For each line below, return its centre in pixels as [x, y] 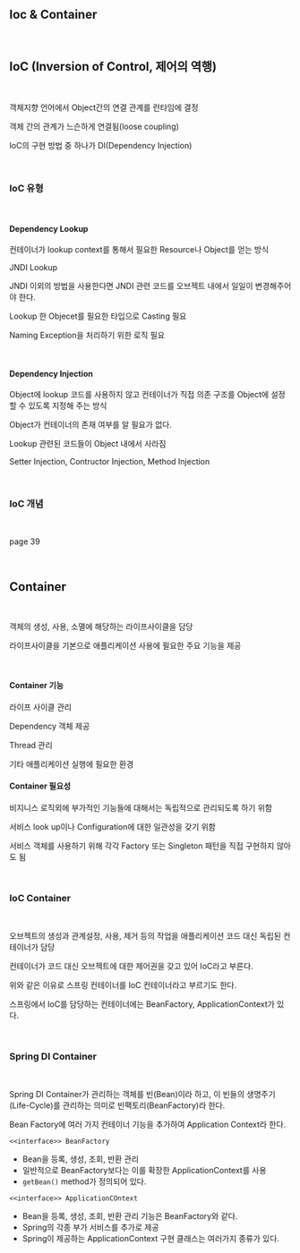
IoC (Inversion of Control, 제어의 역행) [113, 67]
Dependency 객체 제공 [50, 726]
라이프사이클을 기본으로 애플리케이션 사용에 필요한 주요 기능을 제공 [125, 646]
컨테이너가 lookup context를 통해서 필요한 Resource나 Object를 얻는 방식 [139, 250]
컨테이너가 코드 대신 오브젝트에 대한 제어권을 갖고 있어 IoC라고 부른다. [131, 967]
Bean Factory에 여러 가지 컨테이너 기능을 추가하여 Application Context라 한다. [148, 1125]
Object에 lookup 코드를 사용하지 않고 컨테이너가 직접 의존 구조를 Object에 [139, 395]
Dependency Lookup [49, 228]
